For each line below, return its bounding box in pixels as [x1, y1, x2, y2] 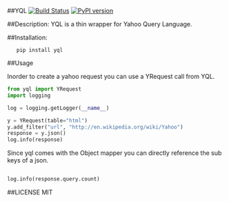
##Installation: [7, 33, 48, 42]
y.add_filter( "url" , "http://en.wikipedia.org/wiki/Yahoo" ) [7, 123, 184, 131]
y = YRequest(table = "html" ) [7, 117, 88, 124]
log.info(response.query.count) [7, 176, 100, 183]
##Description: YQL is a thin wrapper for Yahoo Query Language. [7, 20, 192, 28]
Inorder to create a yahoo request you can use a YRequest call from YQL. [7, 73, 215, 80]
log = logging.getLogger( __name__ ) [7, 104, 110, 111]
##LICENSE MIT [7, 188, 53, 196]
